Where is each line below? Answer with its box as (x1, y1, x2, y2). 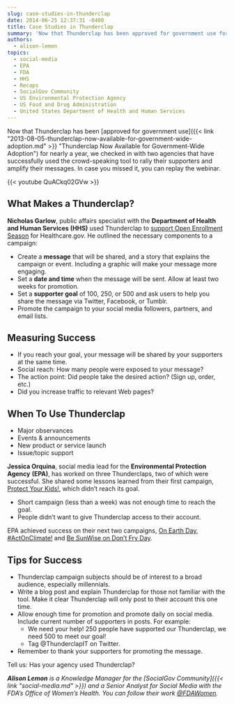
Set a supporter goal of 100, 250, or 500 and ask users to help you (17, 289, 210, 298)
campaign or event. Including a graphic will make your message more (17, 259, 217, 268)
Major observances (17, 426, 73, 435)
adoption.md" (7, 141, 47, 150)
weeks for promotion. (17, 282, 79, 290)
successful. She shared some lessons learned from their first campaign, (7, 477, 214, 486)
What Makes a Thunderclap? (7, 198, 134, 210)
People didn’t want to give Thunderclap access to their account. (17, 513, 201, 522)
